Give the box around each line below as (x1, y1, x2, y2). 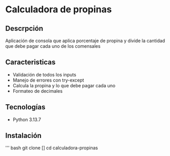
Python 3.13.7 (12, 116, 41, 123)
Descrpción (5, 24, 44, 33)
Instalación (5, 131, 42, 140)
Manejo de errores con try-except (12, 77, 84, 83)
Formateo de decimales (12, 88, 63, 94)
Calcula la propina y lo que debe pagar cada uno (12, 82, 116, 88)
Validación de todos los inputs (12, 71, 77, 77)
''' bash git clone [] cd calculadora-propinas (5, 145, 98, 151)
